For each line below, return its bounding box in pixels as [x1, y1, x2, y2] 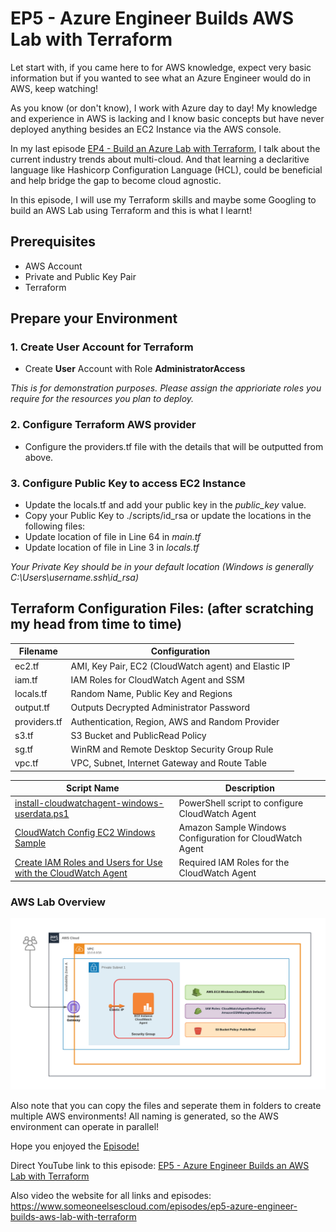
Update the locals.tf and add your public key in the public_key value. [24, 499, 307, 511]
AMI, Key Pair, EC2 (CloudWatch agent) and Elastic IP [70, 660, 291, 672]
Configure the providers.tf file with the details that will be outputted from [24, 440, 324, 452]
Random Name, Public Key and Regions [70, 688, 233, 700]
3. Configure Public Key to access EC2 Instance [10, 476, 247, 490]
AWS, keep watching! [10, 82, 99, 94]
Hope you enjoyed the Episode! [10, 1140, 140, 1152]
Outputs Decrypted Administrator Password [70, 702, 251, 714]
